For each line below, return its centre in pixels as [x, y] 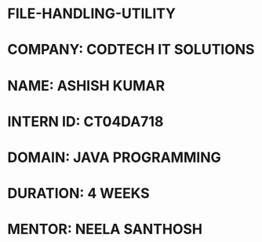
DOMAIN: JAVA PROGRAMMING [114, 157]
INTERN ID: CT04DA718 [86, 121]
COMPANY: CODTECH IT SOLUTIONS [131, 50]
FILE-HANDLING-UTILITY [91, 14]
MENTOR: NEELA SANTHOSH [105, 229]
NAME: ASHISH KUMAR [86, 85]
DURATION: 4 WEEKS [78, 194]
